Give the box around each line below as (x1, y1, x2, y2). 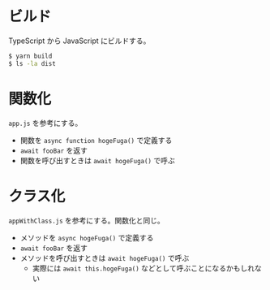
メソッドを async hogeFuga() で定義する (19, 232, 154, 242)
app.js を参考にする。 (8, 118, 83, 128)
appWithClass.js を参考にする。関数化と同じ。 (8, 215, 165, 225)
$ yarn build (8, 52, 53, 60)
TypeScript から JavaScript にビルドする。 (8, 36, 151, 45)
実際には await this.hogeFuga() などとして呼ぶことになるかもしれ (32, 263, 255, 273)
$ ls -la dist (8, 59, 57, 67)
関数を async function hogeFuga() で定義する (19, 135, 173, 145)
